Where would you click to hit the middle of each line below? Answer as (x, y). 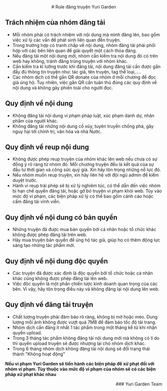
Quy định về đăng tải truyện (49, 305)
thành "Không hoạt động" (39, 354)
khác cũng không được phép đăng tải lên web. (60, 278)
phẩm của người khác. (35, 120)
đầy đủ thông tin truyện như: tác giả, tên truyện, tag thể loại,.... (77, 71)
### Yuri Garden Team (139, 384)
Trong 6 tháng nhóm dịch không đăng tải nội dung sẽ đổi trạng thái (81, 348)
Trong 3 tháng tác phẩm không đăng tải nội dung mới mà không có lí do (86, 338)
